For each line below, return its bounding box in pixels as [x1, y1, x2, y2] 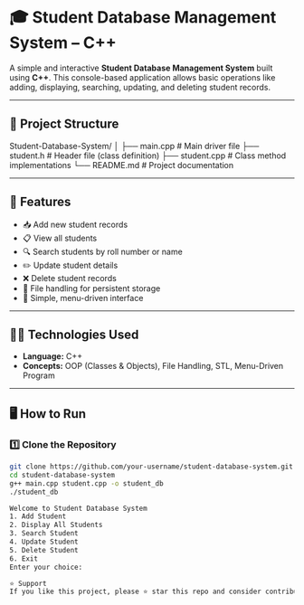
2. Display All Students [9, 521, 103, 530]
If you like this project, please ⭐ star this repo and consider [9, 587, 262, 597]
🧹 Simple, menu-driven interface [22, 292, 144, 303]
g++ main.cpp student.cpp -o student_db [9, 478, 165, 488]
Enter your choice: [9, 562, 83, 572]
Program [22, 370, 56, 381]
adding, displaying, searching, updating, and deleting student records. [9, 81, 271, 92]
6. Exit [9, 553, 39, 563]
